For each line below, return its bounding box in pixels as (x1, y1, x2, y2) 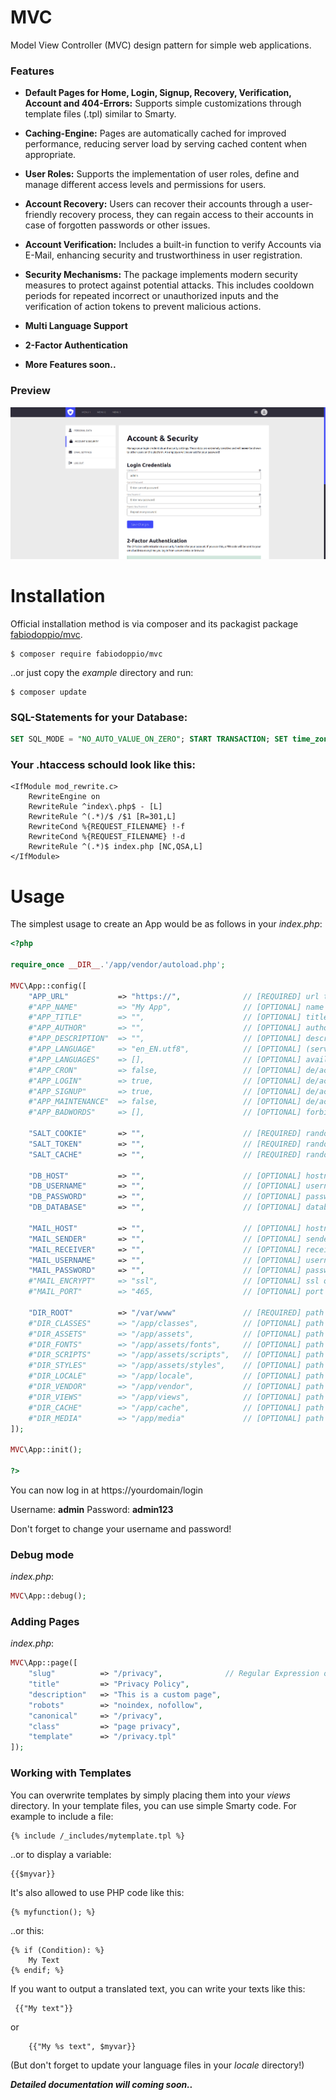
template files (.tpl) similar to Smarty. (24, 108, 177, 120)
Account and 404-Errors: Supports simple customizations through (24, 97, 302, 110)
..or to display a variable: (10, 1848, 112, 1860)
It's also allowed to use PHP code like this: (10, 1886, 185, 1898)
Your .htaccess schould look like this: (10, 757, 196, 771)
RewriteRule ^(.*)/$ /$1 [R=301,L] (28, 812, 177, 822)
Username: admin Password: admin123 (10, 1503, 174, 1515)
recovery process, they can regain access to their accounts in (59, 209, 314, 221)
